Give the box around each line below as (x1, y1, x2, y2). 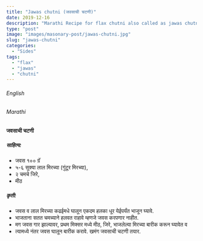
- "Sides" (11, 48, 36, 54)
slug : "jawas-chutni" (6, 37, 61, 43)
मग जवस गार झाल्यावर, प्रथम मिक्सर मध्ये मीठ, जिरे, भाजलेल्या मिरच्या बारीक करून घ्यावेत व (14, 221, 188, 228)
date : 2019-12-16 (6, 15, 50, 21)
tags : (6, 54, 20, 60)
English (6, 89, 25, 97)
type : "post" (6, 25, 39, 32)
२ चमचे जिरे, (14, 171, 40, 178)
